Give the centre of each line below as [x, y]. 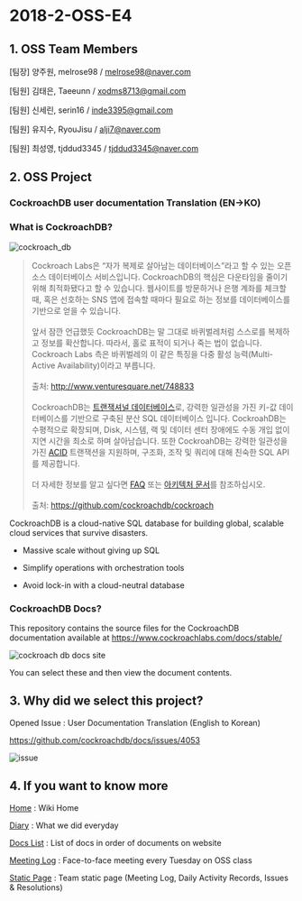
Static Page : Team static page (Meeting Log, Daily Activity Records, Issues [149, 878]
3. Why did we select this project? [106, 701]
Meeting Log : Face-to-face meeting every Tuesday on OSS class [131, 860]
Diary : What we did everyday [64, 825]
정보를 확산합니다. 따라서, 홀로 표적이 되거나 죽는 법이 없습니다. [151, 343]
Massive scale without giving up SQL [91, 550]
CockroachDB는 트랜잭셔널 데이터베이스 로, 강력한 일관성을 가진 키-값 [154, 407]
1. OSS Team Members [73, 49]
